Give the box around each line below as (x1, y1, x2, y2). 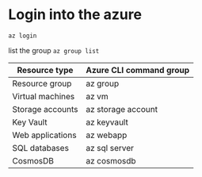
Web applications (12, 129, 77, 140)
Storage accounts (12, 103, 78, 114)
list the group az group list (8, 45, 100, 55)
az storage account (86, 103, 158, 114)
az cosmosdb (86, 155, 136, 166)
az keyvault (86, 117, 128, 128)
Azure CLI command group (86, 64, 190, 75)
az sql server (86, 142, 135, 153)
